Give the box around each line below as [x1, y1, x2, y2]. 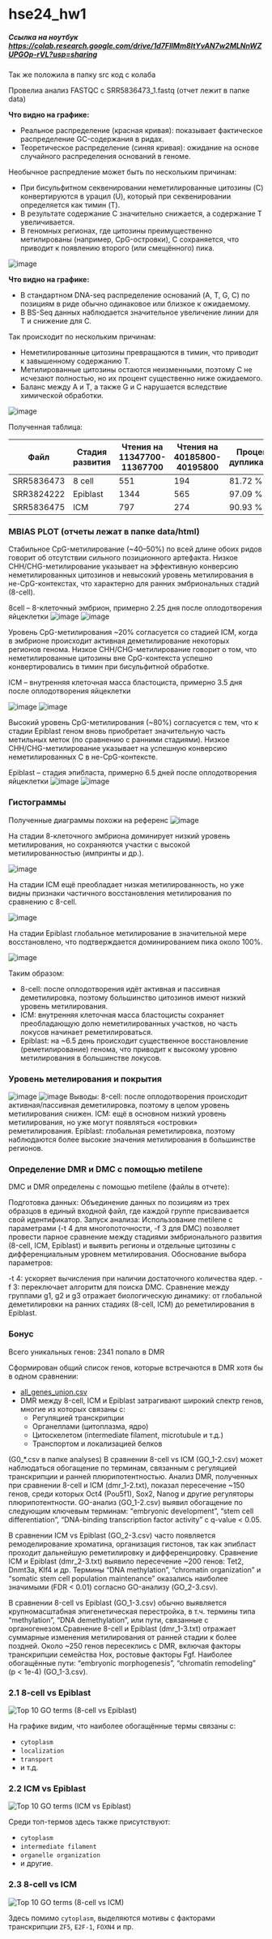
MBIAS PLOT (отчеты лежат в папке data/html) [8, 526, 200, 538]
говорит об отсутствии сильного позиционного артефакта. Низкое [8, 553, 239, 563]
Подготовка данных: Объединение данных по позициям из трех [8, 1198, 230, 1208]
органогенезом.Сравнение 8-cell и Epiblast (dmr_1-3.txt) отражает [8, 1624, 236, 1633]
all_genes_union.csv [19, 1387, 87, 1396]
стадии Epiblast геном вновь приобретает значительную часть [8, 727, 226, 736]
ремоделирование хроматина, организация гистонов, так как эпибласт [8, 1538, 257, 1549]
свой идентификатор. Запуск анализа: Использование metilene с [8, 1215, 233, 1225]
